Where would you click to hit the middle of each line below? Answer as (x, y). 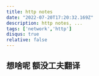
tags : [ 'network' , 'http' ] (39, 29)
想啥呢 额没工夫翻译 (43, 66)
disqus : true (23, 34)
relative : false (27, 40)
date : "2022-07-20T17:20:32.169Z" (50, 17)
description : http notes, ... (45, 23)
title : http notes (29, 12)
